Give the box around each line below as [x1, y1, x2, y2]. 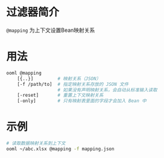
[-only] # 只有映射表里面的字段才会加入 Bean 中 [17, 98, 147, 104]
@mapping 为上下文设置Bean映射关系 [6, 26, 95, 34]
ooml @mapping [6, 70, 42, 76]
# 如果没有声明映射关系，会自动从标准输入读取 [57, 87, 158, 93]
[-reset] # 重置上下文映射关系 [17, 93, 104, 99]
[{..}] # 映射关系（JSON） [17, 76, 101, 82]
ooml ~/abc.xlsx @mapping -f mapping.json [6, 145, 115, 152]
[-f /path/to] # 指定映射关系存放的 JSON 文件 [17, 81, 129, 87]
